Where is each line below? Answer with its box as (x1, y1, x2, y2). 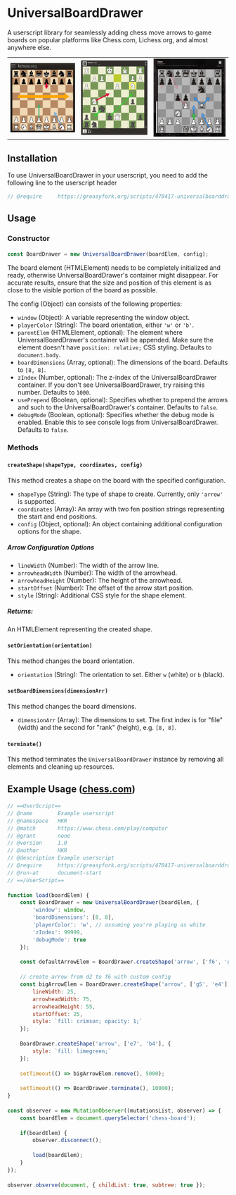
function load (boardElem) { (7, 891, 90, 899)
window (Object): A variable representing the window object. (17, 313, 190, 321)
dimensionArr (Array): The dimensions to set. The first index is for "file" (17, 716, 223, 724)
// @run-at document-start (7, 869, 102, 877)
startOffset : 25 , (32, 1010, 83, 1017)
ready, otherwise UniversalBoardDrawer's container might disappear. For (7, 271, 219, 279)
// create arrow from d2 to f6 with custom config (20, 974, 171, 981)
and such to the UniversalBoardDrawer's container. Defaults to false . (17, 403, 218, 411)
